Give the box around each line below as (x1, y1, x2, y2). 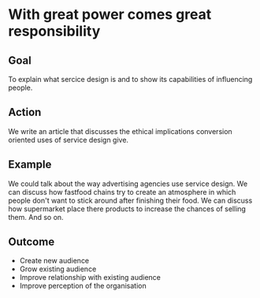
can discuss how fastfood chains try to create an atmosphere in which (8, 187, 236, 196)
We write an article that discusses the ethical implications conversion (8, 126, 232, 136)
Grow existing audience (19, 264, 97, 274)
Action (8, 106, 42, 119)
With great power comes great (8, 6, 212, 24)
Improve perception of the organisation (19, 281, 147, 291)
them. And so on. (8, 212, 65, 222)
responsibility (8, 22, 101, 40)
